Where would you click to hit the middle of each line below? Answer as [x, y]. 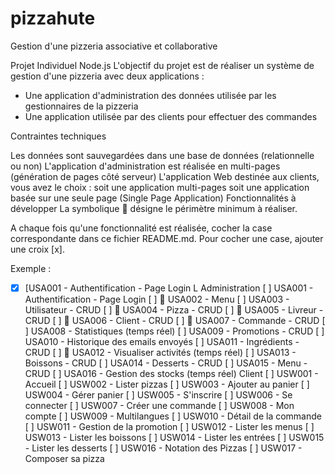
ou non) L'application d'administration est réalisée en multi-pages [145, 166]
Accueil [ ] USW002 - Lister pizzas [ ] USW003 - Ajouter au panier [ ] [167, 384]
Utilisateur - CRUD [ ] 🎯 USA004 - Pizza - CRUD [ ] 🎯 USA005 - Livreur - [174, 310]
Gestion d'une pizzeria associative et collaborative [114, 46]
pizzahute [53, 18]
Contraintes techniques [58, 136]
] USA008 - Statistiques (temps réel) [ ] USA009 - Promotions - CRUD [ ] [174, 331]
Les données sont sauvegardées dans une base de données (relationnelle [162, 155]
